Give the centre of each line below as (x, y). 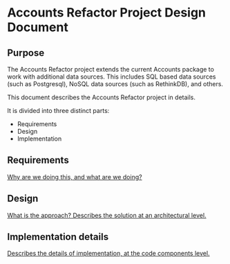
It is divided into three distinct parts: (58, 111)
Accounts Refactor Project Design (106, 13)
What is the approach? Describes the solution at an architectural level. (107, 215)
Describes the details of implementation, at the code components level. (108, 254)
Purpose (26, 53)
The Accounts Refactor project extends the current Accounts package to (111, 69)
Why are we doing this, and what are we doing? (75, 176)
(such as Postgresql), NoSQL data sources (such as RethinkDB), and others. (115, 84)
